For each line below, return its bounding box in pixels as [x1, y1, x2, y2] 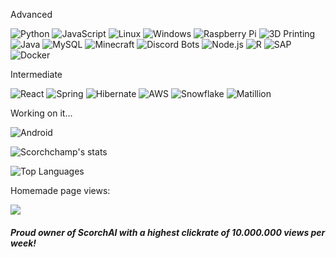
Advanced [10, 9, 53, 20]
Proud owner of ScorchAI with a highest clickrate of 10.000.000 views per [10, 226, 326, 238]
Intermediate [10, 69, 63, 80]
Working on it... [10, 107, 73, 119]
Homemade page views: [10, 185, 111, 196]
